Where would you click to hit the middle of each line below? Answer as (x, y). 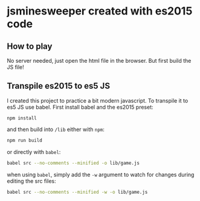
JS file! (16, 67)
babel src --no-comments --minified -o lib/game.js (73, 163)
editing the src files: (31, 181)
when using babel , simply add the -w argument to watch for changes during (101, 174)
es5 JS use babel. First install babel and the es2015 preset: (80, 107)
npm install (22, 118)
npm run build (25, 140)
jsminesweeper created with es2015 (100, 11)
